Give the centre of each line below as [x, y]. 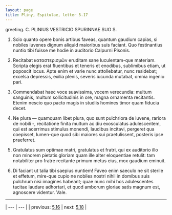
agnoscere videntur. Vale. [40, 192]
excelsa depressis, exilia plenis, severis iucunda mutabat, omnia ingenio [89, 76]
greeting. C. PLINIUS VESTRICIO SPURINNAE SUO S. [61, 29]
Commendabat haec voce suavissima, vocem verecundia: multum [82, 92]
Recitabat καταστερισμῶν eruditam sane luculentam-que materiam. [84, 60]
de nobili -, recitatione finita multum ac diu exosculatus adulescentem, [87, 123]
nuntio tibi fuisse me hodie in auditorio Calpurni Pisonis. [71, 50]
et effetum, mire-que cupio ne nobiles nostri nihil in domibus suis [81, 176]
